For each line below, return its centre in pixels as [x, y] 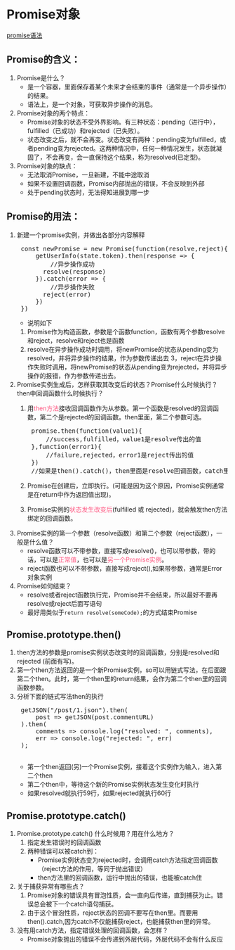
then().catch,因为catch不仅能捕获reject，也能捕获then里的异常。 [121, 922]
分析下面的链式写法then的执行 [60, 697]
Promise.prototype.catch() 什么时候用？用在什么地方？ [95, 834]
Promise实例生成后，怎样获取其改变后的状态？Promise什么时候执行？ [117, 384]
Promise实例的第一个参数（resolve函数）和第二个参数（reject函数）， [116, 533]
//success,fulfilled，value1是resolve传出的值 [123, 439]
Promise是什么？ [41, 77]
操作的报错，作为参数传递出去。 [73, 375]
